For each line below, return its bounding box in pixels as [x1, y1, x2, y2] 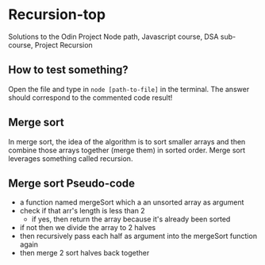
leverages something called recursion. [8, 153, 133, 163]
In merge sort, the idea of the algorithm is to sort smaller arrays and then [8, 136, 246, 146]
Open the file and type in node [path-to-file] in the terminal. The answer [8, 84, 250, 94]
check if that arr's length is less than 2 [19, 206, 145, 216]
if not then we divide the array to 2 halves [19, 223, 156, 232]
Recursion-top [8, 6, 106, 24]
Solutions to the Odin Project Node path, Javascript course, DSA [8, 32, 219, 41]
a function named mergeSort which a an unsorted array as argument [19, 198, 244, 207]
